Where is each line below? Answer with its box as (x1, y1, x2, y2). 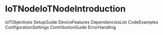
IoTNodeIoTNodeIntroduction (5, 3, 126, 14)
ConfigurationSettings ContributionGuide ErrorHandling (5, 24, 116, 30)
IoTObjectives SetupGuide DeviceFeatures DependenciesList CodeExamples (5, 19, 159, 25)
